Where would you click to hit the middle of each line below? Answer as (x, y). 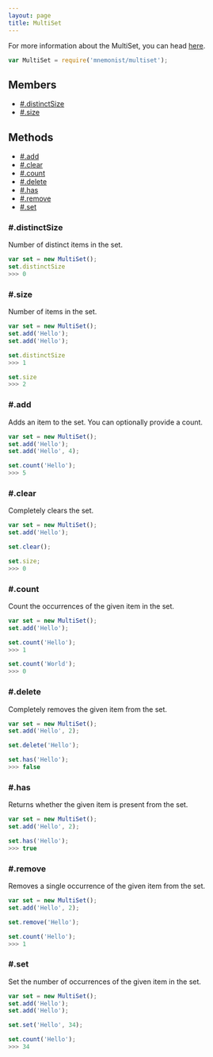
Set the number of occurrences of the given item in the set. (105, 982)
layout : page (30, 15)
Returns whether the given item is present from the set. (98, 805)
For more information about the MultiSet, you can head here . (107, 45)
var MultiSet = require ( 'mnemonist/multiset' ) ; (88, 60)
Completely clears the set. (51, 511)
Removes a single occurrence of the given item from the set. (107, 886)
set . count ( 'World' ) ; (42, 664)
